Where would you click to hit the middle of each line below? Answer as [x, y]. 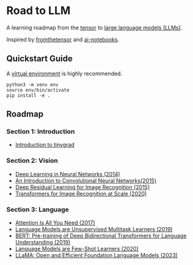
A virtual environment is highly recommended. [64, 73]
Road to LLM [38, 11]
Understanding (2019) [43, 242]
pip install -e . [28, 95]
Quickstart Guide [40, 59]
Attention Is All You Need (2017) [55, 223]
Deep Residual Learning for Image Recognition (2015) [82, 187]
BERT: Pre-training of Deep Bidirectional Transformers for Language [101, 236]
